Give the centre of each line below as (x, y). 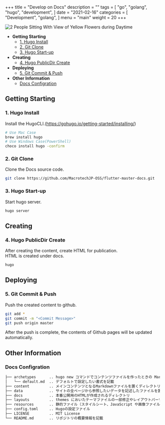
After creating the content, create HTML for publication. (61, 251)
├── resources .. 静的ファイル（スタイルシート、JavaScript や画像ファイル (83, 404)
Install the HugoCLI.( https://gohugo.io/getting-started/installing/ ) (71, 123)
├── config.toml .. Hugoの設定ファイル (48, 409)
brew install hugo (24, 137)
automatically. (19, 338)
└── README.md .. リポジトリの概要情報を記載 (54, 418)
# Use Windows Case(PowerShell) (38, 142)
